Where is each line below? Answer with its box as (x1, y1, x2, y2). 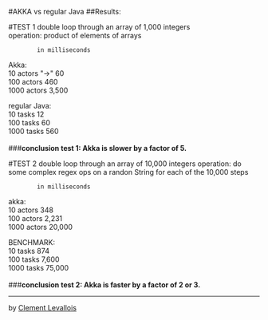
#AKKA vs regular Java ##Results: (8, 7, 121, 16)
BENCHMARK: (8, 238, 56, 247)
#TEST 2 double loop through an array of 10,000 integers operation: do (8, 159, 242, 168)
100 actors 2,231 (8, 214, 63, 223)
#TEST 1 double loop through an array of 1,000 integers (8, 22, 191, 31)
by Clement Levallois (8, 303, 77, 312)
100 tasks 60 (8, 118, 50, 127)
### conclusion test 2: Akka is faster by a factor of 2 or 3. (8, 280, 201, 290)
